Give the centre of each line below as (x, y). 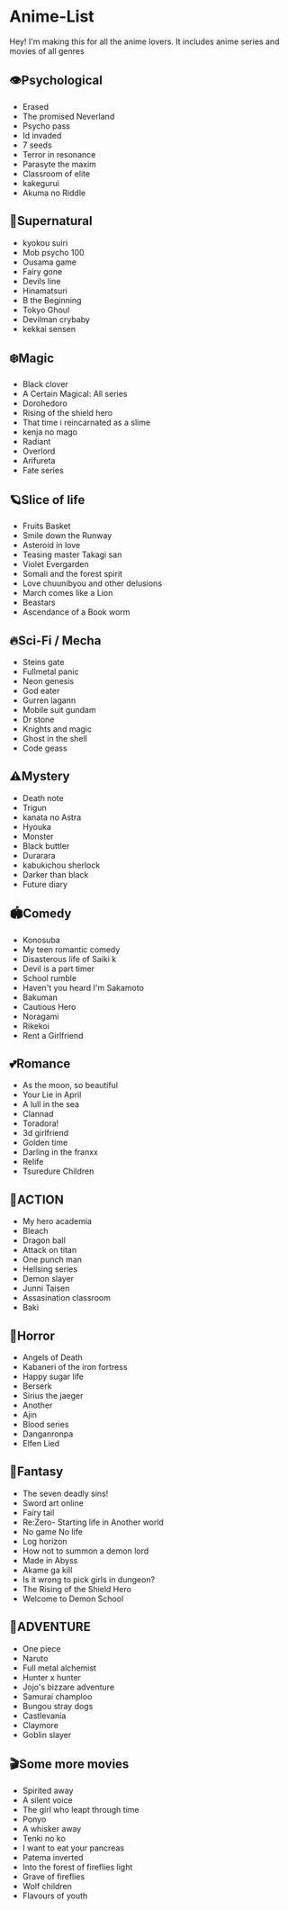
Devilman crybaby (56, 319)
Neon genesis (48, 681)
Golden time (45, 1143)
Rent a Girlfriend (53, 1035)
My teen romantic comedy (71, 949)
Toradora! (40, 1123)
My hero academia (57, 1221)
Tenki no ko (44, 1838)
